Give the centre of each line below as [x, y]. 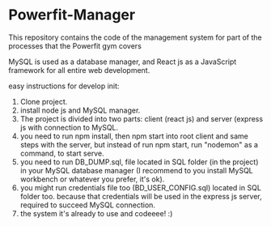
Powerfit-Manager [72, 15]
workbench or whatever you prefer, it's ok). [92, 179]
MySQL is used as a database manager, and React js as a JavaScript [123, 62]
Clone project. [44, 101]
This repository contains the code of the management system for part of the [135, 37]
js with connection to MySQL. [69, 127]
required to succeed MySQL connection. [88, 205]
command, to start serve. [62, 153]
